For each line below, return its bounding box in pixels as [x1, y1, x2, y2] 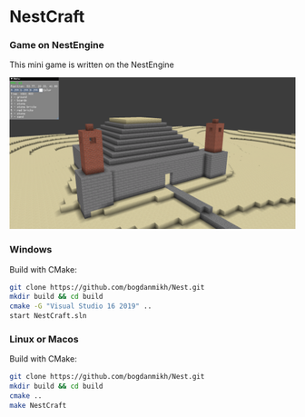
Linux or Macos [9, 333, 79, 345]
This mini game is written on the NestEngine [9, 59, 174, 70]
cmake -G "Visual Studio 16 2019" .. [9, 302, 152, 311]
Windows [9, 243, 53, 256]
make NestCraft [9, 401, 67, 410]
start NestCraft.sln [9, 312, 88, 321]
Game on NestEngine [9, 39, 104, 52]
